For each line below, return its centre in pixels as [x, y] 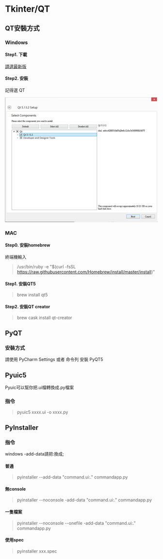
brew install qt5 [32, 295]
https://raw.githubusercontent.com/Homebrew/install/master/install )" [86, 272]
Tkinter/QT [27, 9]
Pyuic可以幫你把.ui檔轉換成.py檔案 [40, 387]
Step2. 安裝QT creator [28, 306]
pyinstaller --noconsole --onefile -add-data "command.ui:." [76, 523]
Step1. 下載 [16, 55]
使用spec [15, 540]
